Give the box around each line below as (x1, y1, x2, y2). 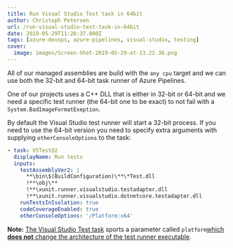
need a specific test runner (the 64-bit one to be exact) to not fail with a (7, 97, 215, 105)
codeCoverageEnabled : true (20, 205, 99, 213)
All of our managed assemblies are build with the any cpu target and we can (7, 68, 227, 77)
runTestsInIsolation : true (20, 199, 99, 206)
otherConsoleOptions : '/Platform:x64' (20, 212, 133, 219)
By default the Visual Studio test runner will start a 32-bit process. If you (7, 118, 216, 126)
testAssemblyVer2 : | (20, 167, 80, 174)
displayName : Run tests (13, 153, 83, 160)
